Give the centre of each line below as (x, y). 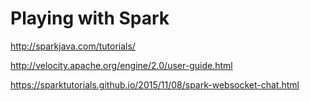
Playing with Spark (90, 18)
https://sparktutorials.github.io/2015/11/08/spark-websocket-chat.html (155, 84)
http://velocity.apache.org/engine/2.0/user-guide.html (121, 65)
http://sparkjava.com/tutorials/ (73, 46)
